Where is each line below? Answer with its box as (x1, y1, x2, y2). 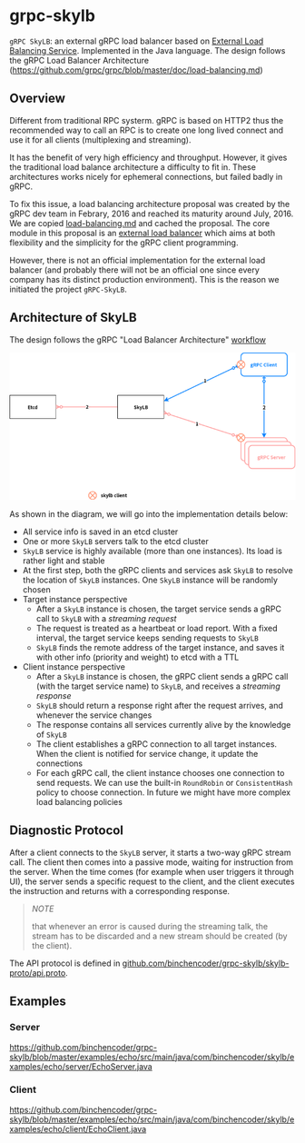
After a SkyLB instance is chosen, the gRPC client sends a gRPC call (35, 671, 289, 682)
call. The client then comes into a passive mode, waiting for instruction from (9, 856, 293, 868)
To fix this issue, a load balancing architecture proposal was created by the (9, 198, 290, 209)
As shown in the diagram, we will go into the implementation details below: (9, 509, 289, 520)
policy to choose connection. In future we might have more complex (35, 787, 291, 798)
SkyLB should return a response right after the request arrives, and (35, 701, 284, 711)
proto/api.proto (9, 967, 66, 978)
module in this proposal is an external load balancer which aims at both (9, 227, 275, 238)
